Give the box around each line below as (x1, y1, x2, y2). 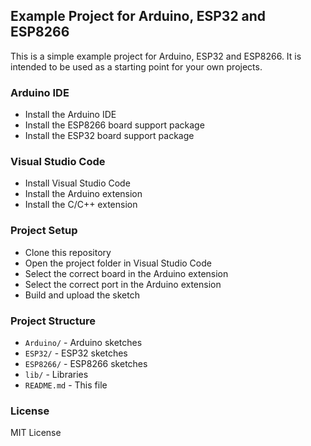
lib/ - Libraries (24, 369, 89, 380)
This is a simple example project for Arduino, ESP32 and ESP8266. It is (10, 50, 302, 62)
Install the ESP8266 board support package (24, 119, 205, 131)
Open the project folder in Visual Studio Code (24, 257, 212, 269)
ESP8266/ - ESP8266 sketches (24, 358, 148, 369)
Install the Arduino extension (24, 188, 143, 200)
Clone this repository (24, 246, 112, 258)
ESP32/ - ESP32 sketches (24, 347, 128, 359)
